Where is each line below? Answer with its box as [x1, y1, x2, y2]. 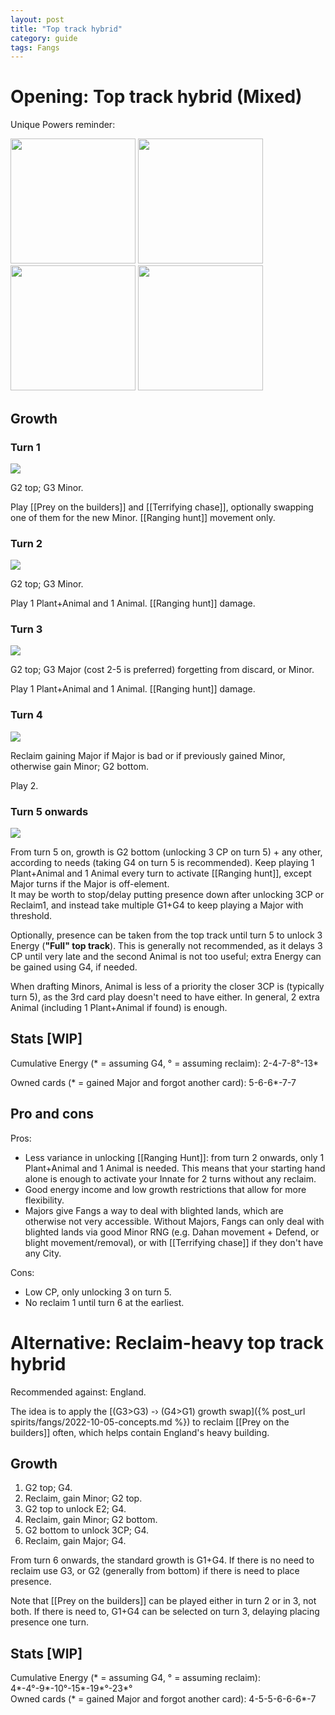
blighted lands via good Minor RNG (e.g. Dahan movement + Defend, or [24, 1226, 320, 1238]
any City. [24, 1247, 62, 1259]
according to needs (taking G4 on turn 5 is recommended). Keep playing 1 [10, 857, 315, 869]
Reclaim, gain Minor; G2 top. [24, 1492, 143, 1505]
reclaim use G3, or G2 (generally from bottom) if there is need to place [10, 1565, 300, 1577]
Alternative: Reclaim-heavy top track [10, 1331, 325, 1354]
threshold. [10, 910, 53, 922]
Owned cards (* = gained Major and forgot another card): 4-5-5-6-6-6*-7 [10, 1693, 317, 1705]
